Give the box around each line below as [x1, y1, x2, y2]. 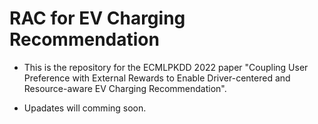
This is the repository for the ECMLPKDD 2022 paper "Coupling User [23, 61, 309, 73]
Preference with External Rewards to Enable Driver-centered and [23, 72, 291, 84]
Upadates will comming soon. [23, 102, 147, 114]
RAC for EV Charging [9, 7, 186, 30]
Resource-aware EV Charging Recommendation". [23, 82, 227, 94]
